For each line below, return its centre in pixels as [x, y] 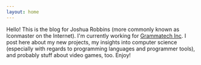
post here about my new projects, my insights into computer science [92, 42]
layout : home [23, 12]
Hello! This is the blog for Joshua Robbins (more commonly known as [93, 29]
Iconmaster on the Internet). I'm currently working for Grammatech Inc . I [96, 36]
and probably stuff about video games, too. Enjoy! [69, 55]
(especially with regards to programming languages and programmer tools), [101, 49]
